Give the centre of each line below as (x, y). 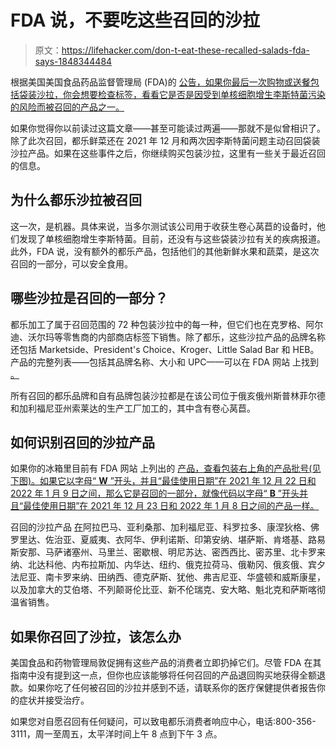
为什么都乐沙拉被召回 (76, 200)
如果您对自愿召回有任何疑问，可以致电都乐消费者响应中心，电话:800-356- (163, 722)
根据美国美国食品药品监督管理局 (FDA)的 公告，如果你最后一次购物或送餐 (160, 82)
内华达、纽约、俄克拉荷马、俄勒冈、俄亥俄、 (215, 565)
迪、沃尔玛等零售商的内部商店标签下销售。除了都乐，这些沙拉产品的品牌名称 (168, 337)
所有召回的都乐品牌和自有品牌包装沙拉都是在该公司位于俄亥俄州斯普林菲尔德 (168, 395)
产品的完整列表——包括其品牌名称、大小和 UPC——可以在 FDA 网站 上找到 (164, 362)
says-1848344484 (73, 61)
